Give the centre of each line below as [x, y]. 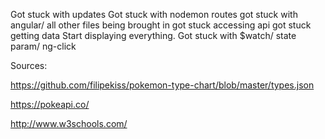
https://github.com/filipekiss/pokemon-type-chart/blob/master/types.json [162, 85]
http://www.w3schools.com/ [69, 123]
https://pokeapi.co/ [50, 104]
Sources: [29, 65]
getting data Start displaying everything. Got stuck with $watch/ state [153, 35]
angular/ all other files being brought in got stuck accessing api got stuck [161, 25]
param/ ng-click [43, 46]
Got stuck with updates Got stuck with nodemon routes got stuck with [154, 14]
